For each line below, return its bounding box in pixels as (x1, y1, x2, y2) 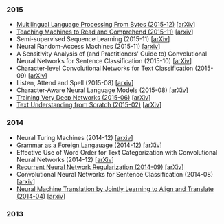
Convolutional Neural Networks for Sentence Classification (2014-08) (16, 170, 214, 178)
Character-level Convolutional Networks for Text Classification (16, 64, 194, 73)
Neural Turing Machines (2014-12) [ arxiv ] (16, 133, 133, 142)
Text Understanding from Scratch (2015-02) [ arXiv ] (16, 101, 162, 109)
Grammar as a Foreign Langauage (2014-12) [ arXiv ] (16, 141, 162, 149)
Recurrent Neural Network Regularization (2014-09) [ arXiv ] (16, 163, 184, 171)
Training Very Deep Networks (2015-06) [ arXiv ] (16, 93, 151, 102)
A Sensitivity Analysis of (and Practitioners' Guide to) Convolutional (16, 49, 208, 58)
